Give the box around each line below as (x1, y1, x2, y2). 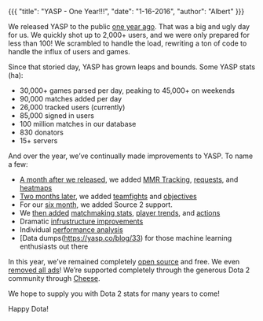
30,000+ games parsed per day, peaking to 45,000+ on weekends (19, 86, 236, 95)
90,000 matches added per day (19, 94, 122, 103)
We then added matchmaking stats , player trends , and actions (19, 208, 221, 217)
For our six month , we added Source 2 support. (19, 200, 173, 209)
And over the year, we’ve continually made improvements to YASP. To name (8, 151, 254, 160)
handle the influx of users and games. (8, 47, 131, 56)
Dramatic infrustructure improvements (19, 216, 144, 226)
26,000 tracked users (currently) (19, 102, 126, 112)
